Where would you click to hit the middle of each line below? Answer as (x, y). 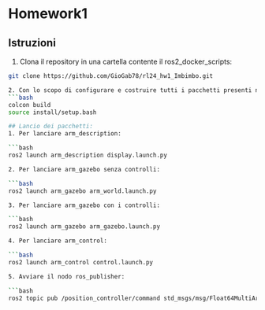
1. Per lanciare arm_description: (65, 134)
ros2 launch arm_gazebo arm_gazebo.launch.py (84, 227)
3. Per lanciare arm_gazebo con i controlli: (84, 205)
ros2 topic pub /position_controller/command (84, 298)
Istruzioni (32, 43)
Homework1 (48, 14)
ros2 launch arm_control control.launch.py (81, 262)
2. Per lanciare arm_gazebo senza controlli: (84, 169)
